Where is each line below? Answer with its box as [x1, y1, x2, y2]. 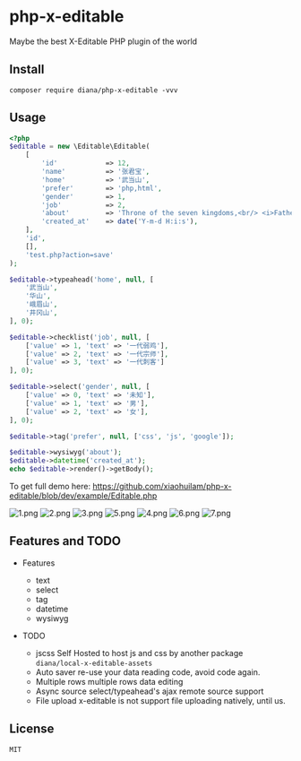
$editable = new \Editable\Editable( [9, 142, 150, 151]
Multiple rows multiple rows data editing [35, 676, 184, 687]
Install [9, 62, 45, 77]
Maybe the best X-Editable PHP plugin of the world [9, 36, 198, 47]
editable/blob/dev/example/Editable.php [9, 490, 158, 501]
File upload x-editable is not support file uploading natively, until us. [35, 695, 287, 705]
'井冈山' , [25, 308, 58, 317]
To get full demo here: [9, 481, 91, 492]
